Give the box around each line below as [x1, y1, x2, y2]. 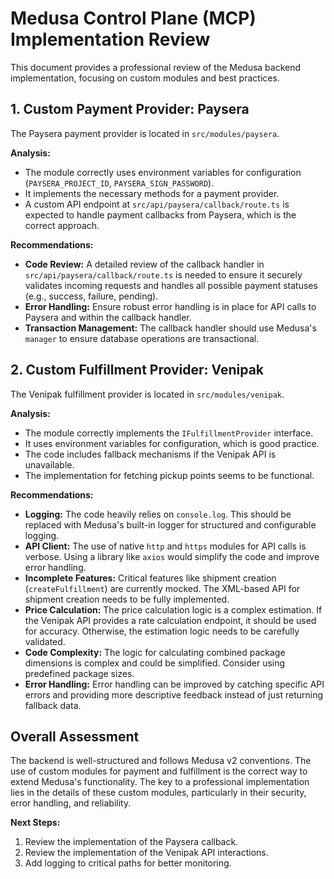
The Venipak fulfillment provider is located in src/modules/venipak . [10, 388, 285, 400]
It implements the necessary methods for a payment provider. [24, 187, 280, 199]
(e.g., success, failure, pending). [24, 290, 159, 302]
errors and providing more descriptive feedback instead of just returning [24, 688, 324, 701]
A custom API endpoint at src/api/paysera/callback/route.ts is [24, 198, 290, 210]
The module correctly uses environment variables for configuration [24, 166, 302, 178]
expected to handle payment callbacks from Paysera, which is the [24, 208, 297, 221]
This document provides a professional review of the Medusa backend [10, 61, 302, 73]
